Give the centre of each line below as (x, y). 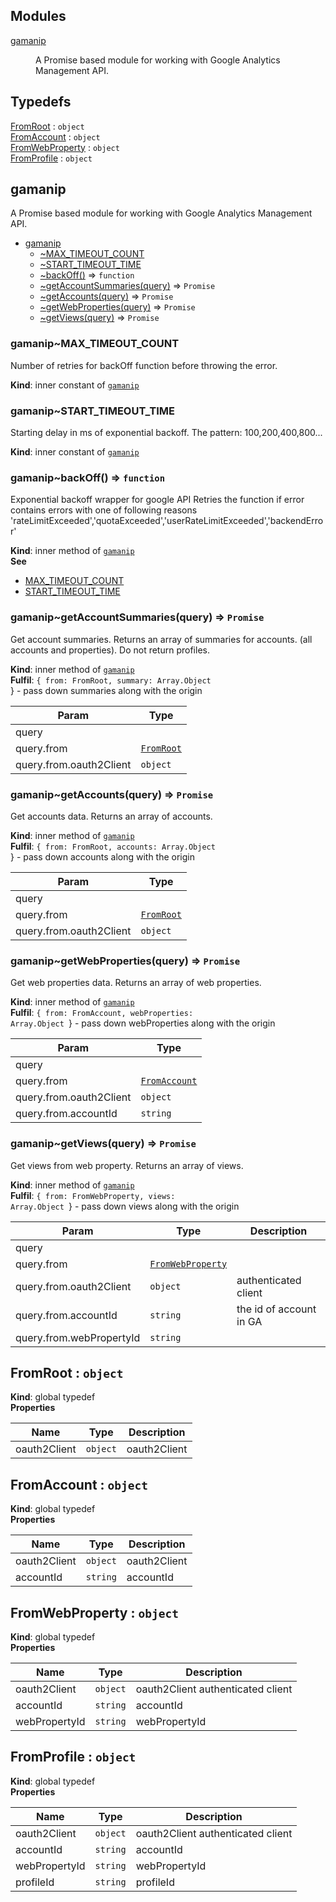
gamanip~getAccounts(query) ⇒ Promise (112, 794)
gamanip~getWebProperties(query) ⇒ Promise (125, 961)
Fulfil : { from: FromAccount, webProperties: (102, 1013)
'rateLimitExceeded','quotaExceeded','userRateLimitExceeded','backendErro (167, 521)
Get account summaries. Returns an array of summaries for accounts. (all (161, 639)
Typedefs (41, 102)
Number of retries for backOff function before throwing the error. (144, 365)
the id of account (276, 1309)
